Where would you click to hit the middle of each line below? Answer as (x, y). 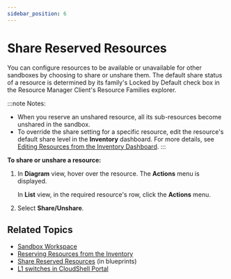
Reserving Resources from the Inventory (75, 254)
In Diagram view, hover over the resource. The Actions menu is (108, 173)
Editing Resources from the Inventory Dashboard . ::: (91, 146)
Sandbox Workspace (47, 247)
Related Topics (40, 230)
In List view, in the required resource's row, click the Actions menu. (114, 194)
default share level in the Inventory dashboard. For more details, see (115, 139)
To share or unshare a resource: (54, 160)
